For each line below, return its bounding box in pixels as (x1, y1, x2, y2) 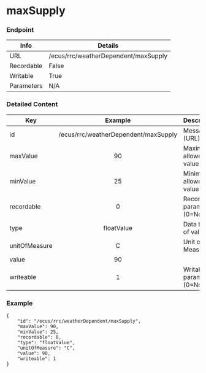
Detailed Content (6, 100, 58, 109)
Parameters (9, 82, 43, 90)
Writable (9, 72, 34, 80)
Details (97, 41, 119, 50)
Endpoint (6, 26, 34, 34)
